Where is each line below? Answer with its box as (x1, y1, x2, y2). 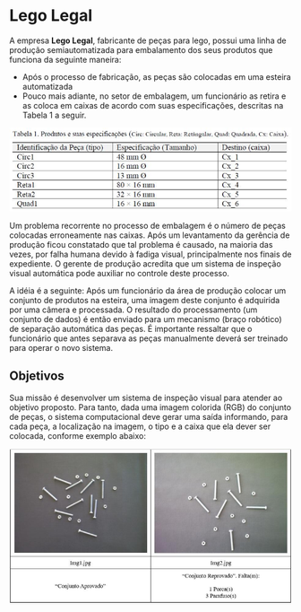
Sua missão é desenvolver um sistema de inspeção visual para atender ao (9, 392, 283, 403)
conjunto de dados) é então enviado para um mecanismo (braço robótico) (9, 314, 282, 325)
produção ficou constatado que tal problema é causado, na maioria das (9, 240, 273, 250)
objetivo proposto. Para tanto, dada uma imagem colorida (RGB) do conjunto (9, 401, 292, 413)
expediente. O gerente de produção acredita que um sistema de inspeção (9, 258, 282, 269)
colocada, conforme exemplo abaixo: (9, 430, 146, 441)
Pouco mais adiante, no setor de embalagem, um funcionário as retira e (21, 91, 287, 101)
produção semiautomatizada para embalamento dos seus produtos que (9, 44, 273, 55)
